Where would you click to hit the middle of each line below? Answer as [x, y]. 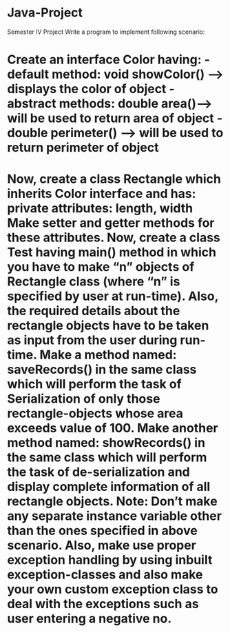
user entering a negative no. [90, 619]
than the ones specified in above [102, 531]
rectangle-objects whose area [95, 413]
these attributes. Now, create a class [114, 238]
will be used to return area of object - [115, 118]
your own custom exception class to [113, 589]
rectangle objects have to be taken [108, 326]
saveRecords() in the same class [102, 370]
